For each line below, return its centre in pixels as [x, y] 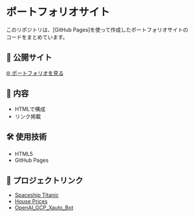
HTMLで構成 [30, 109]
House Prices [31, 202]
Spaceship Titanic [37, 195]
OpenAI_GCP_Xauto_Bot [44, 208]
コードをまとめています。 [37, 37]
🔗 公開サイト [29, 58]
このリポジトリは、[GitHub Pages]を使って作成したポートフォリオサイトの [97, 30]
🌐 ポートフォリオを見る [35, 73]
